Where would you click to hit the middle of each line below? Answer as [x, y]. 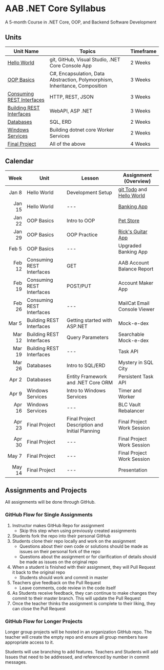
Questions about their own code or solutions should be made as [84, 546]
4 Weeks [140, 144]
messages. [16, 662]
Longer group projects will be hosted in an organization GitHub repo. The [79, 632]
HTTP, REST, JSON [72, 97]
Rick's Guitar [133, 231]
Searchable [132, 334]
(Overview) [137, 181]
